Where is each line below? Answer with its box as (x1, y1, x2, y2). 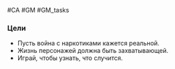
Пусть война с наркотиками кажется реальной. (17, 39, 160, 47)
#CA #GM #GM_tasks (7, 6, 70, 14)
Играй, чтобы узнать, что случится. (17, 54, 123, 62)
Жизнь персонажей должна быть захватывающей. (17, 47, 169, 55)
